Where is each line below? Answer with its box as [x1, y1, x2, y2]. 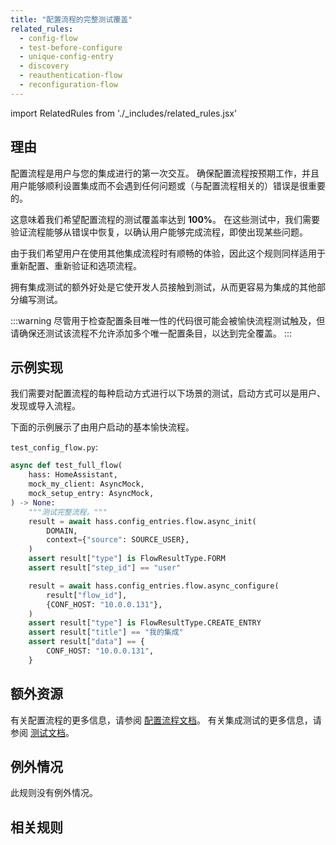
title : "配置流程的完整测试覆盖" [10, 14, 133, 25]
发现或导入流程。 [10, 400, 81, 412]
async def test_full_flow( [10, 461, 123, 471]
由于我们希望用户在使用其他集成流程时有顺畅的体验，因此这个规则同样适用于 [10, 247, 326, 259]
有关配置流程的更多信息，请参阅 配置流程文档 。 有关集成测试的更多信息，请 [10, 714, 322, 726]
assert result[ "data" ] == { [28, 637, 145, 647]
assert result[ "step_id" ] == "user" [28, 563, 182, 573]
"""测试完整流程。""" [28, 507, 108, 517]
